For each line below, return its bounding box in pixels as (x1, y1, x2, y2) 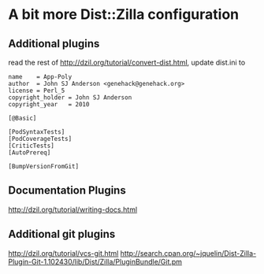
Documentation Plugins (8, 183, 126, 198)
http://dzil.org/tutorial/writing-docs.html (8, 205, 138, 214)
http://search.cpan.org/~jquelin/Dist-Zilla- (120, 248, 257, 257)
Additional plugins (8, 37, 100, 50)
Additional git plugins (8, 228, 116, 241)
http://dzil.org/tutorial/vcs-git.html (8, 248, 119, 257)
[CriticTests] (8, 142, 55, 150)
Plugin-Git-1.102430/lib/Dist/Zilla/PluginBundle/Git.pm (8, 257, 183, 266)
